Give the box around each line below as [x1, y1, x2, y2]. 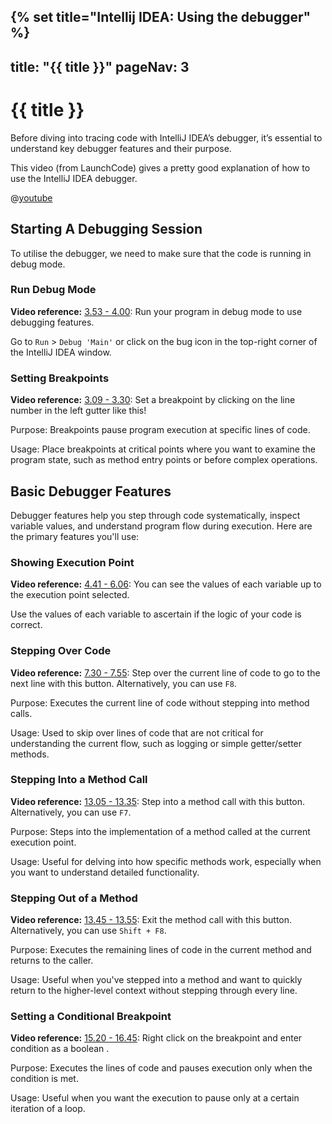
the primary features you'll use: [10, 530, 140, 542]
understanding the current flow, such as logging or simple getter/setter [10, 737, 303, 749]
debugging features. [10, 316, 95, 328]
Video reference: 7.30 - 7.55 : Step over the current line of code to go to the [10, 666, 321, 679]
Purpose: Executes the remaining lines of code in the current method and [10, 944, 312, 956]
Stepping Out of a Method [10, 891, 138, 905]
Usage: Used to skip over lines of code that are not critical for [10, 726, 264, 739]
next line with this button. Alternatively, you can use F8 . [10, 677, 237, 689]
